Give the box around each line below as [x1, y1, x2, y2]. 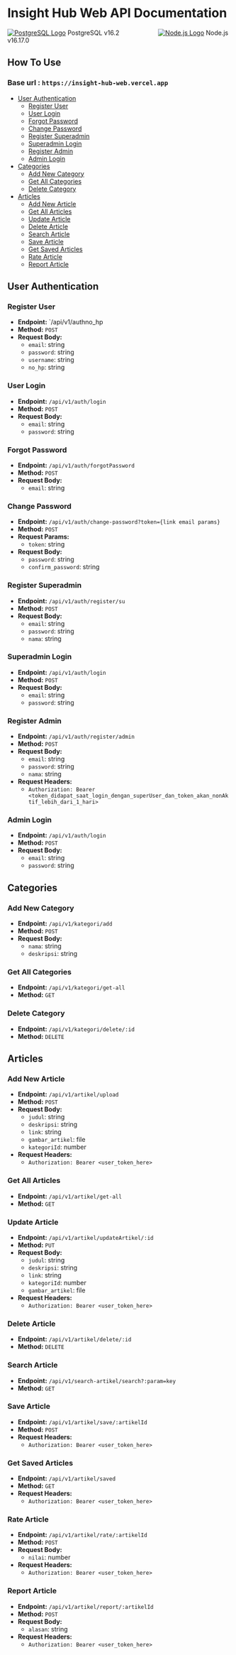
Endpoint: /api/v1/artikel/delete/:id [17, 1335, 132, 1343]
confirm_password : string [28, 563, 100, 571]
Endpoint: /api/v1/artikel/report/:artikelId [17, 1602, 154, 1610]
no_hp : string [28, 363, 65, 372]
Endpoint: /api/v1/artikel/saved [17, 1474, 116, 1483]
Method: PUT [17, 1241, 55, 1249]
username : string [28, 356, 74, 364]
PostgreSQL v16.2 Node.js [67, 28, 229, 37]
